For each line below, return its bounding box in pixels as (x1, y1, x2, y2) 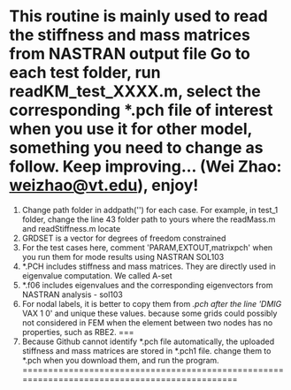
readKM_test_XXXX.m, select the (9, 81, 261, 102)
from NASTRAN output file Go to (9, 44, 250, 64)
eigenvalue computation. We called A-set (21, 270, 172, 280)
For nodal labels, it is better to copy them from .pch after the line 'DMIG (21, 298, 282, 309)
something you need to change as (9, 138, 264, 158)
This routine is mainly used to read (9, 6, 268, 27)
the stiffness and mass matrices (9, 25, 250, 45)
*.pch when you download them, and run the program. (21, 355, 219, 365)
